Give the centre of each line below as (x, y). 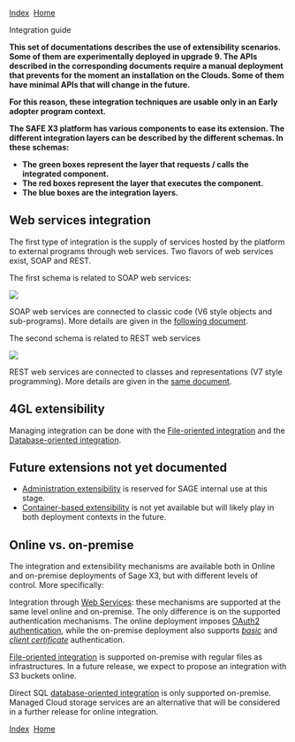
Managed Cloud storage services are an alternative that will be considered (145, 702)
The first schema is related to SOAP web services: (100, 277)
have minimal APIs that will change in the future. (100, 85)
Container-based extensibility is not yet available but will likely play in (148, 507)
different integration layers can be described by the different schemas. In (147, 138)
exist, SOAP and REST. (50, 260)
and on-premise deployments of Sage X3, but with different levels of (134, 576)
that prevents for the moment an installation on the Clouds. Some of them (147, 75)
